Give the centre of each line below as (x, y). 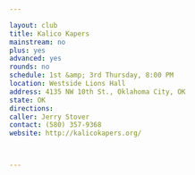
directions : (31, 108)
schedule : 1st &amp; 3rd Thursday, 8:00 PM (92, 75)
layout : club (34, 25)
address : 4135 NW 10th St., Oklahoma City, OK (97, 92)
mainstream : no (38, 42)
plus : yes (28, 50)
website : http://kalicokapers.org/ (76, 133)
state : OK (28, 100)
